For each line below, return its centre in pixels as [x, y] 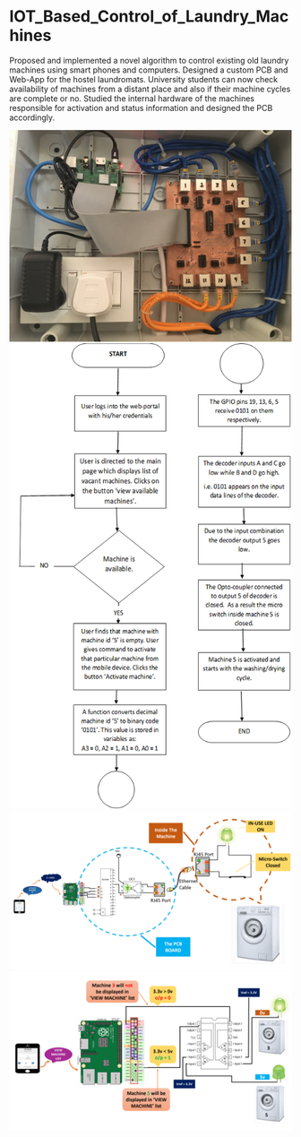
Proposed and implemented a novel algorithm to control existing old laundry [149, 60]
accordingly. [32, 117]
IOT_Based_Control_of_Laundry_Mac [149, 17]
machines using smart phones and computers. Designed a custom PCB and [149, 70]
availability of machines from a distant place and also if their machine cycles [150, 89]
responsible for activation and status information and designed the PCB [141, 108]
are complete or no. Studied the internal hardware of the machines [132, 98]
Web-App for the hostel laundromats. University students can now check [144, 79]
